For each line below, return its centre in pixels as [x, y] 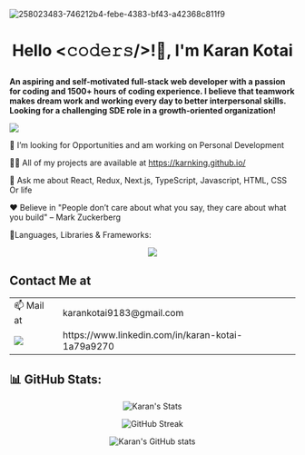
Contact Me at [50, 280]
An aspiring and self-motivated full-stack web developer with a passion [148, 82]
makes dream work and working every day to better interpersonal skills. [148, 101]
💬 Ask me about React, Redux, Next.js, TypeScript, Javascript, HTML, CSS [148, 181]
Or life [21, 190]
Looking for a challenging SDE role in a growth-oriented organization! [143, 111]
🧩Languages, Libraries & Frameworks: [80, 235]
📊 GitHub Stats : [56, 380]
